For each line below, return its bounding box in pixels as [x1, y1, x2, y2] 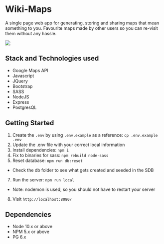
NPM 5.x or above [12, 229, 50, 235]
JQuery [12, 78, 28, 84]
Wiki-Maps [5, 3, 52, 15]
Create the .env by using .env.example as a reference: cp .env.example [12, 132, 158, 138]
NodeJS [12, 93, 29, 100]
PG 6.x [12, 234, 26, 240]
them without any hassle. [5, 30, 57, 36]
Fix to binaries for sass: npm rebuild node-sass [12, 152, 109, 158]
